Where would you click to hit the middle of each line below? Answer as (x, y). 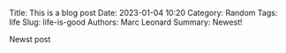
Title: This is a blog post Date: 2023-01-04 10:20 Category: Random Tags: (143, 13)
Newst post (30, 39)
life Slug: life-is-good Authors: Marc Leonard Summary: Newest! (126, 22)
